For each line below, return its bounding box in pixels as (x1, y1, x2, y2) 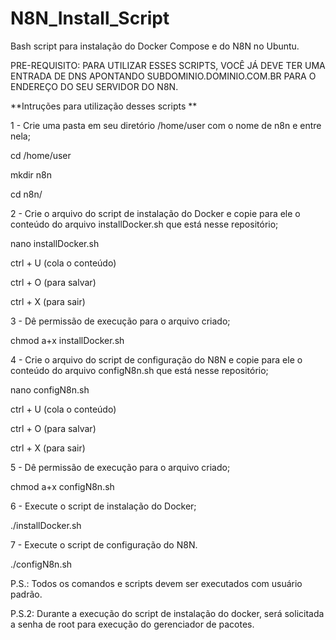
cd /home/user (10, 149, 72, 161)
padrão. (10, 588, 43, 600)
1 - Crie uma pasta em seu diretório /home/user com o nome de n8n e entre (10, 119, 322, 131)
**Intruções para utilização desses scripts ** (10, 100, 198, 112)
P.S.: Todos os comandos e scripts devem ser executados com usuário (10, 577, 303, 589)
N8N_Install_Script (10, 7, 170, 30)
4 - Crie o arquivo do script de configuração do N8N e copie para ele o (10, 353, 303, 366)
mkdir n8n (10, 168, 53, 181)
